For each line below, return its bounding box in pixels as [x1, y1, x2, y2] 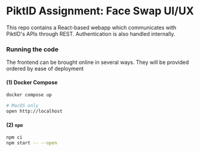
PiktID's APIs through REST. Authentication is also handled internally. [6, 30, 176, 37]
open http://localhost [6, 109, 63, 115]
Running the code [6, 45, 59, 53]
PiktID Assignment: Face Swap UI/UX [6, 4, 194, 18]
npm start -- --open [6, 140, 58, 146]
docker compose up [6, 92, 52, 98]
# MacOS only [6, 103, 39, 109]
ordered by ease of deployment [6, 65, 84, 72]
